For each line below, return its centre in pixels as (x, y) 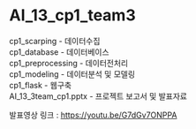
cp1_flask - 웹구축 (41, 85)
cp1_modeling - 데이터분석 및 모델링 (72, 74)
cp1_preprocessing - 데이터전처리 (69, 63)
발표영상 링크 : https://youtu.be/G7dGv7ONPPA (93, 115)
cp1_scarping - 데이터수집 (55, 41)
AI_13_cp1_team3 (72, 15)
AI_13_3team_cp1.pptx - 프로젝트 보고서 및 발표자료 (98, 96)
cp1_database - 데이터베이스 (59, 52)
